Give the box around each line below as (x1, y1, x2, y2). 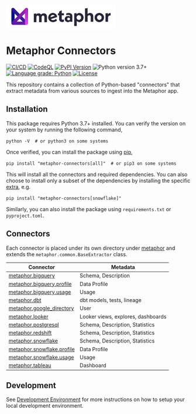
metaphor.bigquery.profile (8, 280, 72, 287)
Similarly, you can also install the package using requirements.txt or (6, 205, 171, 212)
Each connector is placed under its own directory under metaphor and (6, 245, 176, 252)
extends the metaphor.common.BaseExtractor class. (6, 250, 128, 257)
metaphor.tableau (8, 362, 51, 369)
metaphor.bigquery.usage (8, 289, 71, 296)
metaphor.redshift (8, 330, 52, 337)
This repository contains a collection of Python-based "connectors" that (6, 81, 180, 88)
